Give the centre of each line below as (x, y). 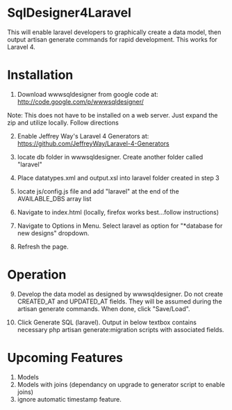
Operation (37, 275)
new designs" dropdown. (53, 233)
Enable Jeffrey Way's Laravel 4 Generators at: (83, 136)
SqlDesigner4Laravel (69, 13)
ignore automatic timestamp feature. (69, 399)
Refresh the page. (43, 246)
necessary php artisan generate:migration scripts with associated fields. (121, 329)
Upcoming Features (65, 358)
